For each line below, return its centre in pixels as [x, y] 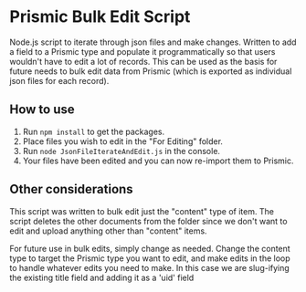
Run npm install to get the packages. [94, 131]
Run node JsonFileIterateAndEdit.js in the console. [121, 151]
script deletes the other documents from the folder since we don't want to [148, 221]
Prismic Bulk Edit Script [100, 17]
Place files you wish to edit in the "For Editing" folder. [123, 141]
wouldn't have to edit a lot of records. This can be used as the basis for [143, 61]
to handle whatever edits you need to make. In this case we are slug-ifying [149, 267]
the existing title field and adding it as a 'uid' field [102, 277]
